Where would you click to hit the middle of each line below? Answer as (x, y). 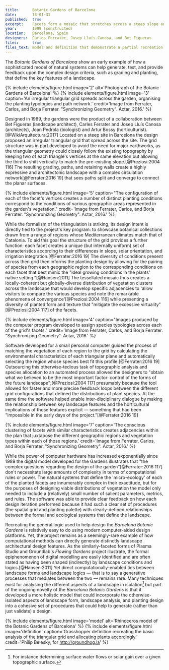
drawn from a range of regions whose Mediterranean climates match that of (84, 234)
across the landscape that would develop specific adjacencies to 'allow (79, 288)
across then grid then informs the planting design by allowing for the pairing (84, 261)
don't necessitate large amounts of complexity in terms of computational (80, 472)
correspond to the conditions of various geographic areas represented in (81, 203)
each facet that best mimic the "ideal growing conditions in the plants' (78, 272)
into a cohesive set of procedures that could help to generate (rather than (81, 606)
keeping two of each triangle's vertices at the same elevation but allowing (81, 156)
